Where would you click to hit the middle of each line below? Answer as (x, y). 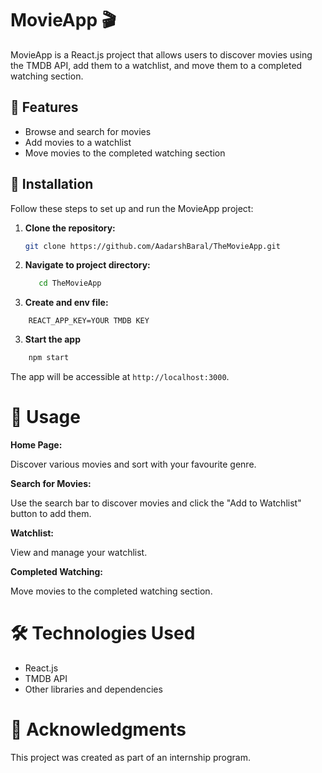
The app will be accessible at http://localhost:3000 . (120, 377)
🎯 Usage (45, 417)
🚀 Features (44, 107)
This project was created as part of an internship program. (131, 757)
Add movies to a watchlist (78, 142)
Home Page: (36, 445)
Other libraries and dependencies (93, 689)
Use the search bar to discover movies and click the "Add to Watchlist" (156, 503)
